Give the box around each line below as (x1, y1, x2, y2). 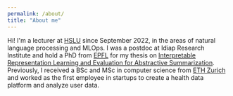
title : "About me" (7, 17, 61, 24)
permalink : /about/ (7, 10, 65, 18)
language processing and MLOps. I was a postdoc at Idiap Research (7, 43, 205, 52)
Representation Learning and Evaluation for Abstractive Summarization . (7, 58, 215, 67)
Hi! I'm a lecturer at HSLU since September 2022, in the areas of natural (7, 36, 216, 44)
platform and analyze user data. (7, 81, 100, 89)
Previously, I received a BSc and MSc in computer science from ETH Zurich (7, 66, 226, 74)
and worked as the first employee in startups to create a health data (7, 73, 204, 81)
